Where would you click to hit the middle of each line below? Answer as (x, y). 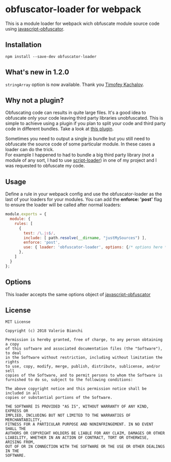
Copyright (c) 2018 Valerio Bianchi (44, 331)
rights (12, 362)
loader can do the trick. (30, 150)
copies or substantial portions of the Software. (59, 398)
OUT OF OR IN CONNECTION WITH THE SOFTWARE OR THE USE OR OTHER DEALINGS (85, 447)
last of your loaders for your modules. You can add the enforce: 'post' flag (84, 199)
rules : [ (24, 223)
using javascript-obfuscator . (35, 28)
